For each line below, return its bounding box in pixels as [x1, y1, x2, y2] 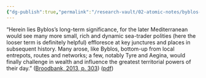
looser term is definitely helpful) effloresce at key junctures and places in [6, 38, 191, 46]
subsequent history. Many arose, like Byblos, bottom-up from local [6, 45, 175, 52]
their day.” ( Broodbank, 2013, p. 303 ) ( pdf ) [6, 65, 114, 72]
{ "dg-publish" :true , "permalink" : [6, 9, 92, 15]
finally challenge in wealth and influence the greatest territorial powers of [6, 58, 191, 65]
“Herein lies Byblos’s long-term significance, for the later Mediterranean [6, 26, 188, 33]
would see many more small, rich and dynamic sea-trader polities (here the [6, 32, 196, 40]
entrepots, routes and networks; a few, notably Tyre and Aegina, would [6, 51, 186, 58]
